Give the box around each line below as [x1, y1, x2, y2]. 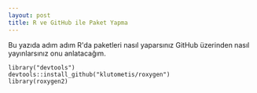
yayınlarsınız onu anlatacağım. [8, 48, 106, 58]
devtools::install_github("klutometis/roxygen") [8, 70, 171, 78]
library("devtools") [8, 63, 76, 71]
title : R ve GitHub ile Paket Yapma [8, 19, 128, 27]
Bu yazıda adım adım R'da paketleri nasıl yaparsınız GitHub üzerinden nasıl [8, 40, 250, 49]
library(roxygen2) [8, 77, 68, 85]
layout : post [8, 11, 51, 20]
